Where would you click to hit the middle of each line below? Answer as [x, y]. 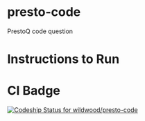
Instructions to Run [63, 59]
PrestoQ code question [40, 31]
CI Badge [34, 91]
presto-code [44, 12]
